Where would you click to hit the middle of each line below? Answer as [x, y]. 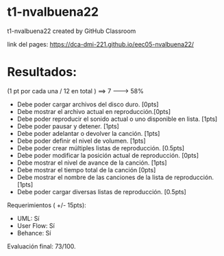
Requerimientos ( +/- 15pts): [47, 205]
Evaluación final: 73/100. [42, 246]
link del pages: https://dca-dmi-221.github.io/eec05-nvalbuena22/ [100, 44]
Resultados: [42, 72]
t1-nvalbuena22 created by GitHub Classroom [72, 31]
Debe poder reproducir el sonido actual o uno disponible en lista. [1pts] [117, 119]
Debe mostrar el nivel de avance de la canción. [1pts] [92, 163]
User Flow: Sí [36, 225]
